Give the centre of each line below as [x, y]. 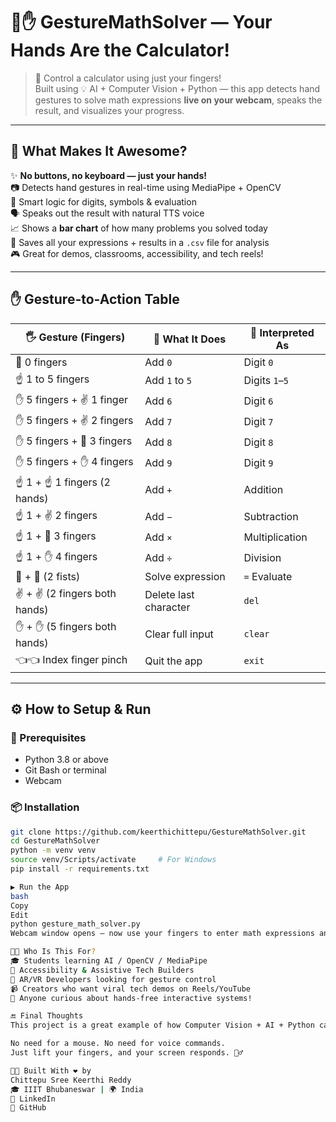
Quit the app [173, 661]
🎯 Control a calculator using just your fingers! [128, 78]
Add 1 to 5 [168, 381]
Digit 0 [258, 362]
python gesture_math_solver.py [75, 924]
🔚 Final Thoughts [47, 1016]
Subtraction [271, 517]
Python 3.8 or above [66, 760]
